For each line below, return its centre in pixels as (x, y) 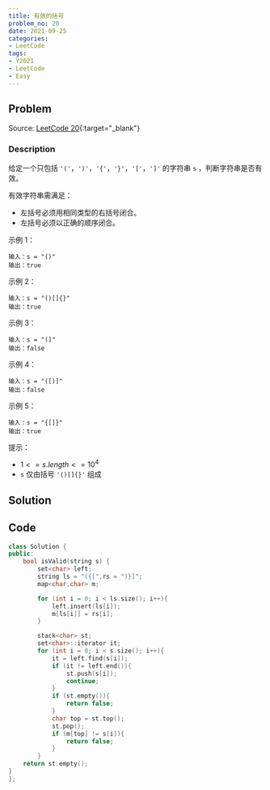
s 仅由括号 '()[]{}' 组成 (61, 474)
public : (21, 554)
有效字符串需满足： (40, 195)
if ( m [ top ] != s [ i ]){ (88, 733)
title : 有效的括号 (36, 16)
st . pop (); (68, 726)
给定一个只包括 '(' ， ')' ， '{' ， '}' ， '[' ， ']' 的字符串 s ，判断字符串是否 (132, 168)
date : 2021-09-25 (38, 31)
